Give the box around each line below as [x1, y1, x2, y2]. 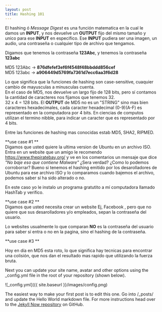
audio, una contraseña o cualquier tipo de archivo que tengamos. [5, 40, 135, 46]
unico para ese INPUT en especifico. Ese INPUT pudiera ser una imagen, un [5, 35, 158, 41]
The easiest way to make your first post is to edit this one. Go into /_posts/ [5, 291, 154, 297]
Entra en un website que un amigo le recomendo [5, 149, 102, 155]
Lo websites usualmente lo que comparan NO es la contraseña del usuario [5, 223, 154, 229]
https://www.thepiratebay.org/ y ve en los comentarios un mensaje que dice [5, 154, 157, 160]
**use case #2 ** [5, 199, 40, 204]
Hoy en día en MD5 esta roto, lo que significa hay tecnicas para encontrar [5, 248, 153, 253]
